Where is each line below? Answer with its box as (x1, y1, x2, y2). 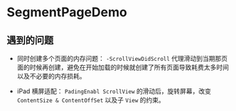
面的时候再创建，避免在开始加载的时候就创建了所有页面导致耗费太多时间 (16, 63, 229, 71)
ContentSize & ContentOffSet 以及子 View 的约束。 (16, 96, 165, 104)
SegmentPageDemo (6, 4, 127, 21)
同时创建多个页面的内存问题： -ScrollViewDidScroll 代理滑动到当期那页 (16, 54, 228, 62)
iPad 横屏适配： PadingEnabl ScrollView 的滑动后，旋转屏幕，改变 (16, 87, 211, 95)
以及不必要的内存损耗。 (16, 72, 86, 80)
